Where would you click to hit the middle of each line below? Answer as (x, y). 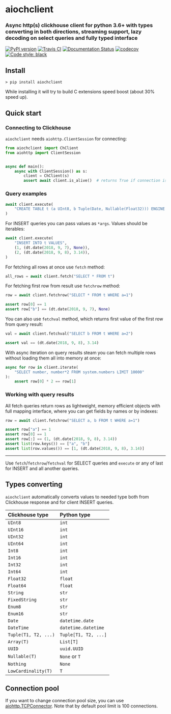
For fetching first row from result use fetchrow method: (63, 286)
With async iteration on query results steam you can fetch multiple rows (81, 352)
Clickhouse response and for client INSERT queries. (60, 502)
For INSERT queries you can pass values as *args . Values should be (76, 224)
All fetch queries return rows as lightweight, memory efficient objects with (83, 405)
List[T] (69, 642)
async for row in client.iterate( (42, 367)
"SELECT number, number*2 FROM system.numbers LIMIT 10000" (79, 372)
